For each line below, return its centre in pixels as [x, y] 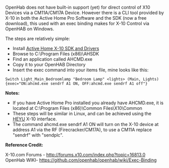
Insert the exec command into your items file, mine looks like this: [80, 70]
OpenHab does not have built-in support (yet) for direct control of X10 [78, 7]
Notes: [13, 93]
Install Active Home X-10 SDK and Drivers [56, 48]
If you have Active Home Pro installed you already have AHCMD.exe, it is [88, 103]
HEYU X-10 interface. [35, 119]
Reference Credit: [24, 145]
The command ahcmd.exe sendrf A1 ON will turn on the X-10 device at [86, 124]
